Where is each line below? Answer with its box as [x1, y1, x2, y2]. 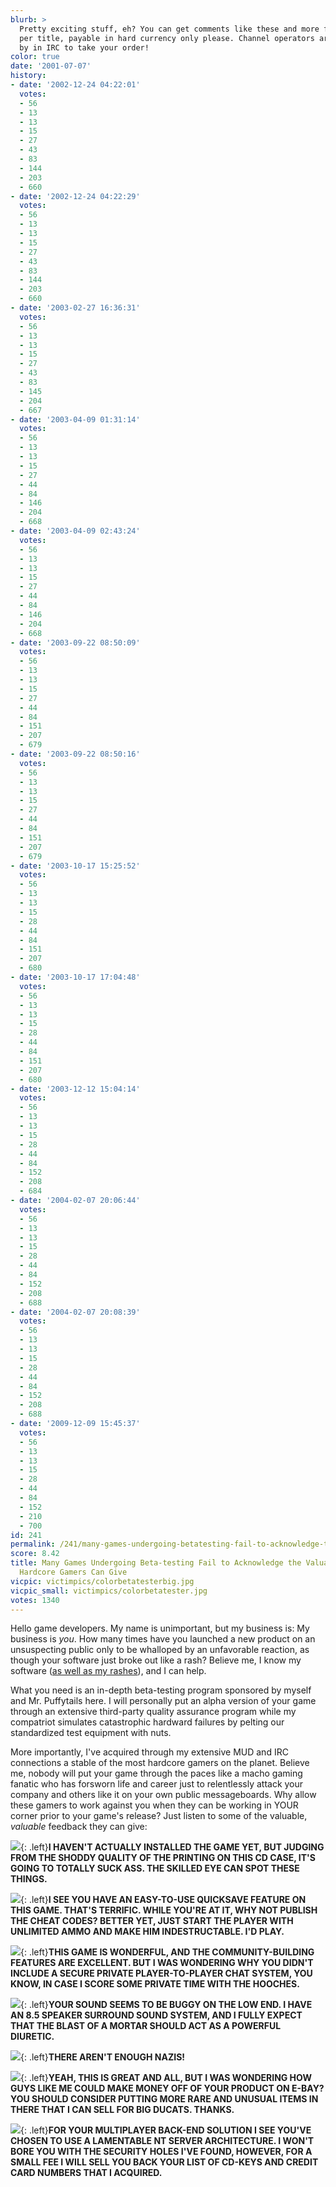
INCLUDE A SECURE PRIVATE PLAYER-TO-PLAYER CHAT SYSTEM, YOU [10, 1967, 313, 1980]
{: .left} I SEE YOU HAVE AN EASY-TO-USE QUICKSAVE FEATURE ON [20, 1894, 307, 1906]
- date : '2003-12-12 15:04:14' [10, 1084, 141, 1094]
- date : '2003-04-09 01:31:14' [10, 414, 141, 425]
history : [10, 71, 47, 81]
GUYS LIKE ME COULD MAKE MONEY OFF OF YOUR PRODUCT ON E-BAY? [10, 2082, 325, 2095]
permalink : [10, 1539, 56, 1550]
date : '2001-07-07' [10, 61, 92, 71]
